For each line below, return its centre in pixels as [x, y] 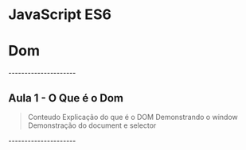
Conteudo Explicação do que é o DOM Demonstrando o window [133, 117]
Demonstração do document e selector [92, 125]
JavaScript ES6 [60, 15]
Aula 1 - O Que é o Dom [66, 98]
